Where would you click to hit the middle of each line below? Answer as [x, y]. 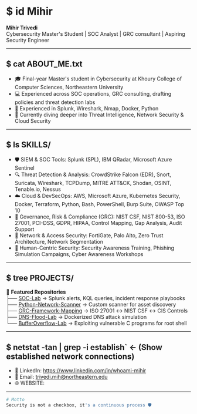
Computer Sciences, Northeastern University [69, 87]
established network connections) [70, 356]
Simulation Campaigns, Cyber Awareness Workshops [79, 254]
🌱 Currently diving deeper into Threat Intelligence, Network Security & [99, 115]
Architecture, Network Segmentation [59, 241]
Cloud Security [33, 121]
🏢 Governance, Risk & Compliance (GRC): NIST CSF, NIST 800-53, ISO [100, 217]
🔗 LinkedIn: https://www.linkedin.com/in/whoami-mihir [80, 371]
